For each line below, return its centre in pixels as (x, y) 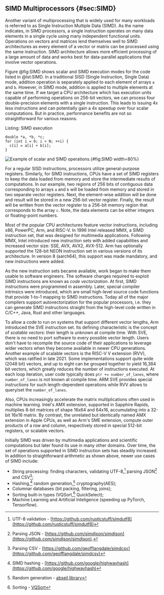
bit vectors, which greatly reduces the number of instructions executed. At (80, 369)
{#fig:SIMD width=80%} (115, 159)
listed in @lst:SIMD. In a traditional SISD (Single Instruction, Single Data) (77, 77)
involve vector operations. (31, 62)
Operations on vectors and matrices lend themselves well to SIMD (72, 41)
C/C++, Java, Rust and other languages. (46, 312)
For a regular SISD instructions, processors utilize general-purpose (72, 168)
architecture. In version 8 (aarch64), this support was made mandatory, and (81, 256)
